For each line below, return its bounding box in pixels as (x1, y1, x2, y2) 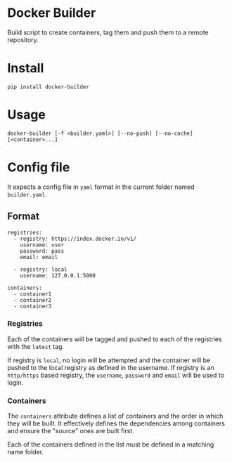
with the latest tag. (7, 342, 65, 350)
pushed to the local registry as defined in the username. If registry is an (7, 363, 214, 371)
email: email (20, 253, 58, 260)
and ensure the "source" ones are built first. (7, 427, 135, 435)
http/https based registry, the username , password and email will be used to (7, 371, 225, 379)
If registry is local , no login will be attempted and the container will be (7, 356, 211, 364)
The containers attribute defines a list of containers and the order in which (7, 412, 224, 421)
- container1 (13, 290, 52, 298)
